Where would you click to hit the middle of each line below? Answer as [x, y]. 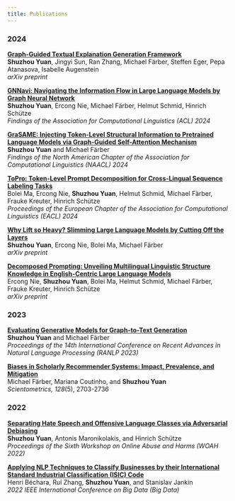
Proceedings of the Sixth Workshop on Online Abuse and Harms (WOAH [113, 446]
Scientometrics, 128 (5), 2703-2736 [58, 389]
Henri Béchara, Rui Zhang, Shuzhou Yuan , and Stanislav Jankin [100, 482]
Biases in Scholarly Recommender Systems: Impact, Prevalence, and [111, 367]
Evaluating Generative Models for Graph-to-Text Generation [97, 330]
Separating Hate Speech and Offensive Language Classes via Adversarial [117, 423]
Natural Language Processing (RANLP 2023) [73, 353]
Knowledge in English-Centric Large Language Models [90, 273]
